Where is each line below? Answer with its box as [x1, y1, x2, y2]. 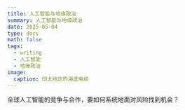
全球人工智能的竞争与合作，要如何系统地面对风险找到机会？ [7, 95, 179, 104]
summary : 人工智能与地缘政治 [7, 17, 83, 24]
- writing [13, 50, 42, 57]
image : [7, 69, 27, 76]
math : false [7, 36, 42, 43]
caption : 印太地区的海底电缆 [13, 75, 89, 83]
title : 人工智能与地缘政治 [7, 10, 77, 18]
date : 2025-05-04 [7, 23, 58, 30]
